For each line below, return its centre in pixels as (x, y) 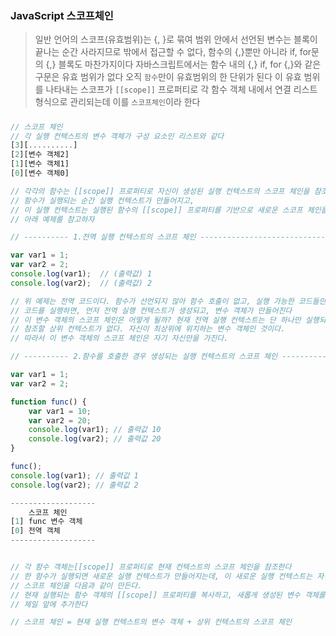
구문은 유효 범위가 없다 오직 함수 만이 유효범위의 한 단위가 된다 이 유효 (168, 77)
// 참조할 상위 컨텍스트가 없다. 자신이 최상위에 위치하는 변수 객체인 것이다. (148, 329)
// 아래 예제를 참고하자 (52, 219)
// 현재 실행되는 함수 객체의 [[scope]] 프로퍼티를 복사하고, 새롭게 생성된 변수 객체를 (168, 595)
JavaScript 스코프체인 (62, 15)
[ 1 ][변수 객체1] (40, 164)
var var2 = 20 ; (60, 420)
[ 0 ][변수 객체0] (40, 173)
